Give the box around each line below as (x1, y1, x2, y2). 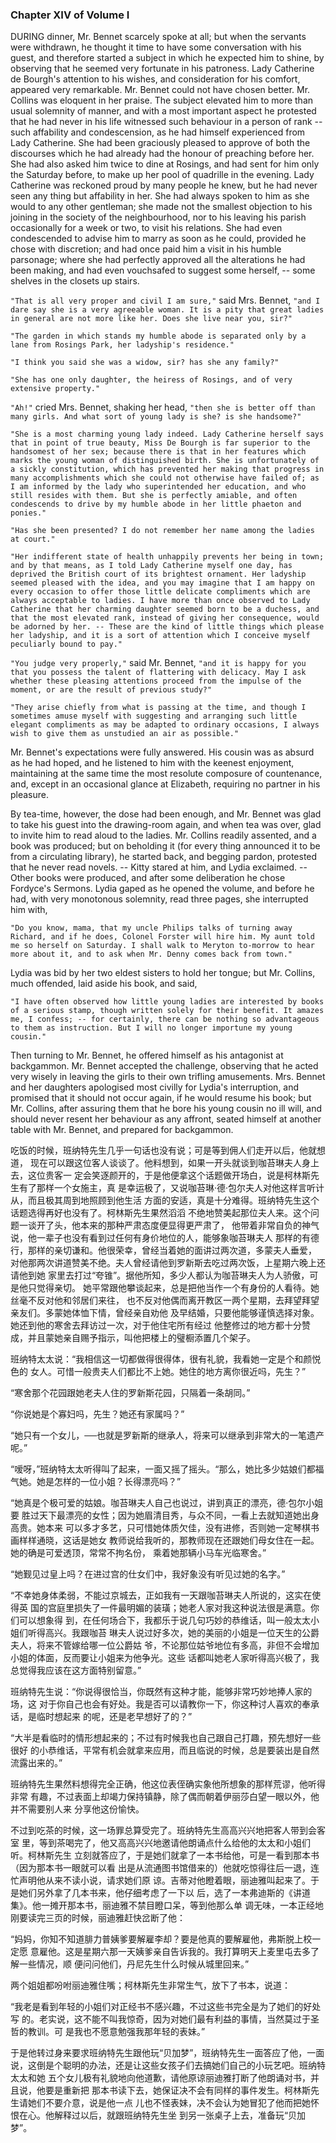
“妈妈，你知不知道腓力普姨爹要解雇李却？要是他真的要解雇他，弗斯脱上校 (10, 1933, 313, 1945)
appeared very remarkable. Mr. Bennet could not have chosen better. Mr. (10, 84, 311, 96)
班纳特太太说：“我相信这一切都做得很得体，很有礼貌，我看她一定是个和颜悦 (10, 1353, 322, 1365)
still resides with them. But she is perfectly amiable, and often (10, 491, 298, 501)
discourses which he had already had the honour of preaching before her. (10, 148, 315, 160)
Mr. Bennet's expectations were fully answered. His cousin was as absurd (10, 746, 315, 758)
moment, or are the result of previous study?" (10, 685, 213, 695)
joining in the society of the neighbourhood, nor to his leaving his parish (10, 211, 307, 223)
